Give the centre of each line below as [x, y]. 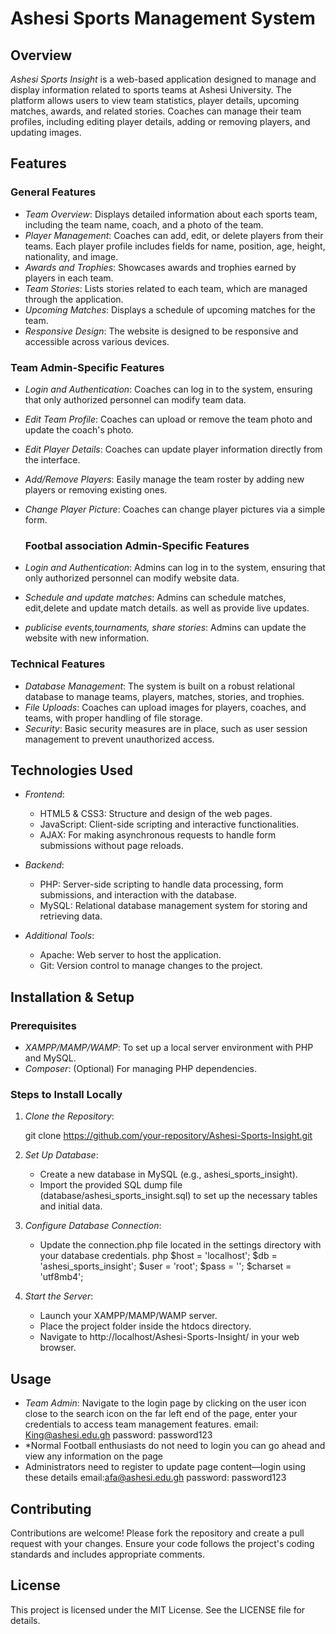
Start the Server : [59, 1296]
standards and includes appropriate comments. [108, 1554]
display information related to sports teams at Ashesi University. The [151, 90]
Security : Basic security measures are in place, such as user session [166, 728]
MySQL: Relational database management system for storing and [173, 906]
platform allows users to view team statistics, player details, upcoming [155, 100]
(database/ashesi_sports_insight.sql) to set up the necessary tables [178, 1196]
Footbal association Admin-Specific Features [137, 545]
